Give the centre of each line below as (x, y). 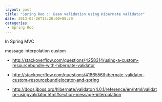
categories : (17, 23)
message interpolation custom (36, 51)
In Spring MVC (20, 41)
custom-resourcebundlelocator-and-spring (55, 80)
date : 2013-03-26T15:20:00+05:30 (39, 18)
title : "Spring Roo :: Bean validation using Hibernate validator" (75, 14)
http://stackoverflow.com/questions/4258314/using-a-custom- (75, 60)
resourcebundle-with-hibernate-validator (53, 66)
